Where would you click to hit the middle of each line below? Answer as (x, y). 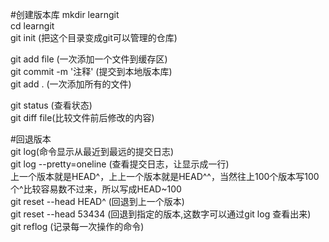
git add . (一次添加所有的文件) (71, 84)
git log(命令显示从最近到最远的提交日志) (92, 151)
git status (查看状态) (51, 105)
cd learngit (32, 26)
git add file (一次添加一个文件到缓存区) (89, 59)
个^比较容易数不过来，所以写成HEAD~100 (96, 189)
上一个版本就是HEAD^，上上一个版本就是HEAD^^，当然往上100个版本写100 (165, 176)
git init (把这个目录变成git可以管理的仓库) (94, 37)
